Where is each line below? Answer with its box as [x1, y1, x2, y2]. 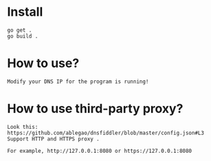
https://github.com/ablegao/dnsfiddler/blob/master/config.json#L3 [7, 129, 205, 136]
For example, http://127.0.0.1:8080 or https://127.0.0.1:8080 [7, 147, 192, 154]
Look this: [7, 123, 38, 130]
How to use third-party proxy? [7, 101, 184, 116]
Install [7, 4, 43, 20]
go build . [7, 32, 38, 40]
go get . [7, 27, 32, 34]
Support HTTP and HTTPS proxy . [7, 135, 100, 143]
